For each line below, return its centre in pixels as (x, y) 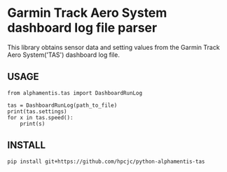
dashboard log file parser (82, 28)
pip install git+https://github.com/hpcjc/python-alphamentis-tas (106, 161)
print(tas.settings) (37, 111)
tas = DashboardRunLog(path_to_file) (62, 105)
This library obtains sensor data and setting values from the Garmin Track (113, 47)
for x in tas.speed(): (40, 117)
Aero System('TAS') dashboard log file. (64, 55)
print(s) (33, 124)
